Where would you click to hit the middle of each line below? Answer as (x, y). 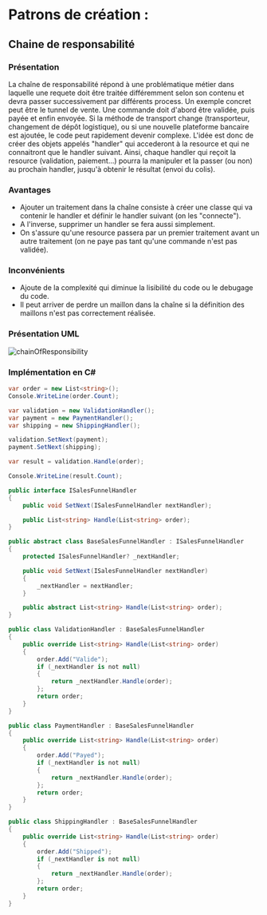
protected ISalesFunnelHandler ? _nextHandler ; (101, 557)
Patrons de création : (79, 15)
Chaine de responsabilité (72, 44)
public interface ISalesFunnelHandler (73, 490)
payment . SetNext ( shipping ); (55, 448)
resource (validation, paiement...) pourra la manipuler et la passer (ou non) (131, 161)
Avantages (30, 189)
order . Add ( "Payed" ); (71, 756)
